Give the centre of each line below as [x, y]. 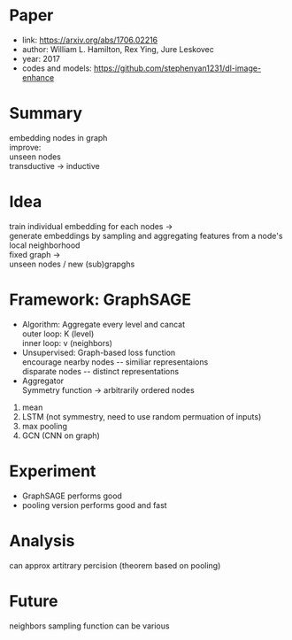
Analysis [42, 540]
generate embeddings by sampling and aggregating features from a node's [146, 235]
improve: [25, 147]
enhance [38, 77]
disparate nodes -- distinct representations [100, 371]
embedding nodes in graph [58, 137]
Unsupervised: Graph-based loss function [99, 352]
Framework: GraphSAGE [100, 300]
